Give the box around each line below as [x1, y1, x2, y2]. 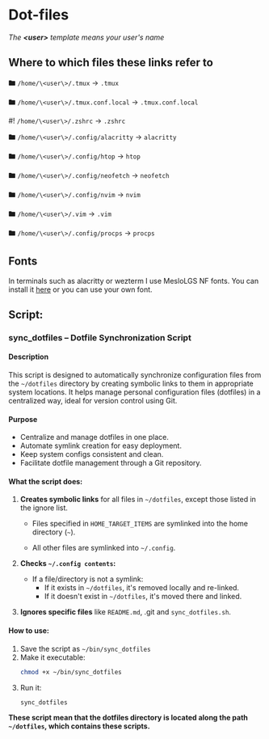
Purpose [8, 414, 38, 424]
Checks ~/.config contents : [19, 559, 116, 568]
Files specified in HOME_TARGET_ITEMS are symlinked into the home [32, 519, 249, 529]
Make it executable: [19, 652, 86, 662]
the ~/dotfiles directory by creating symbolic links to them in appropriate [8, 378, 254, 389]
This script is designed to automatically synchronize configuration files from [8, 370, 262, 380]
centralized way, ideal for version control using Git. [8, 396, 178, 406]
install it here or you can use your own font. [8, 285, 153, 294]
